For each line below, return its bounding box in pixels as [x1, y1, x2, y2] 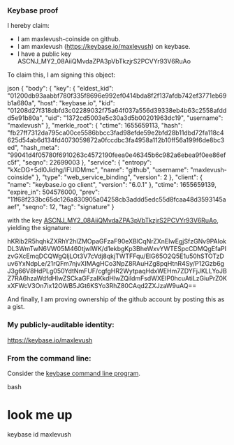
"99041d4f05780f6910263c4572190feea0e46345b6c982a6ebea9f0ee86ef [7, 151, 226, 159]
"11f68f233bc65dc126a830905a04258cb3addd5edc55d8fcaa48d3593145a [7, 195, 226, 204]
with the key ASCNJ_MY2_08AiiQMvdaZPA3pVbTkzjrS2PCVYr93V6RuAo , [7, 216, 219, 225]
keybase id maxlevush [7, 430, 72, 438]
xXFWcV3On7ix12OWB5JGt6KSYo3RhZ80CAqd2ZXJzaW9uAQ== [7, 282, 197, 290]
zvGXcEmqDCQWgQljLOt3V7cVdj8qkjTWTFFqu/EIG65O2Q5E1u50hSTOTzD [7, 252, 225, 260]
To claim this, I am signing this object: [7, 70, 116, 79]
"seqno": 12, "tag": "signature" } [22, 203, 115, 211]
